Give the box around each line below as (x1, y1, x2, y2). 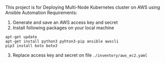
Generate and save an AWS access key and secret (12, 20, 118, 25)
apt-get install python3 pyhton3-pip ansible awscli (5, 39, 119, 44)
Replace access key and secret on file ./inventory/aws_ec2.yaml (12, 52, 148, 58)
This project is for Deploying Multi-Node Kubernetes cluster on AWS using (5, 5, 160, 10)
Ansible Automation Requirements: (5, 10, 77, 16)
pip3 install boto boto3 (5, 43, 58, 48)
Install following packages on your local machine (12, 25, 114, 31)
